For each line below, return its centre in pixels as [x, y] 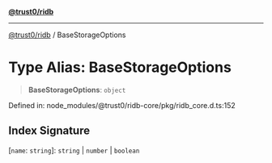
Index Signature [49, 131]
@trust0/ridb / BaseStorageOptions [67, 35]
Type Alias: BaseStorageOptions [120, 67]
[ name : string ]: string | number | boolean [74, 150]
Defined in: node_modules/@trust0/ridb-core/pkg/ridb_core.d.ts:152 [122, 105]
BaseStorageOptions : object [77, 90]
